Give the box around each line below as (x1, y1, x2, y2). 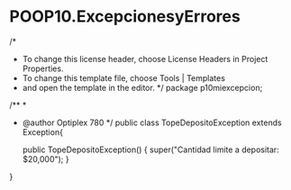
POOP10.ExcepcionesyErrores (9, 6, 241, 27)
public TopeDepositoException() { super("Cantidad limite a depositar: (22, 144, 279, 155)
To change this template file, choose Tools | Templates (22, 72, 225, 83)
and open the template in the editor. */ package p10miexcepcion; (22, 82, 263, 93)
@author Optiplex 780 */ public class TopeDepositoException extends (22, 117, 282, 128)
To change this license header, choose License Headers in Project (22, 53, 268, 64)
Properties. (22, 63, 64, 74)
